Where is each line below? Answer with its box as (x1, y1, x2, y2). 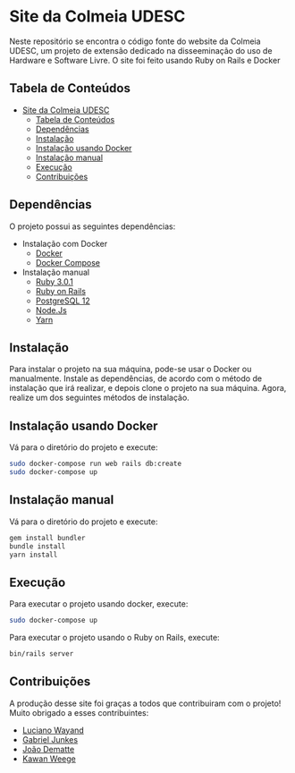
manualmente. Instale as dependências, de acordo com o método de (9, 373, 262, 384)
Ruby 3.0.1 (35, 276, 73, 287)
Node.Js (35, 304, 67, 315)
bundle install (9, 541, 66, 551)
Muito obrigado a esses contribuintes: (9, 707, 149, 718)
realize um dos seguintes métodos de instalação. (9, 392, 190, 403)
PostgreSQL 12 (35, 295, 91, 306)
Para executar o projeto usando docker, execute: (9, 599, 189, 609)
